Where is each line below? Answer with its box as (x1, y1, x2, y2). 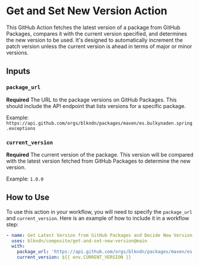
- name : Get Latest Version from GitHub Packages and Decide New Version (6, 232, 193, 238)
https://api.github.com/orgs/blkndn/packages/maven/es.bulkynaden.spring (6, 120, 193, 126)
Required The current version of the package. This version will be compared (6, 151, 194, 158)
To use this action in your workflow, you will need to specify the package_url (6, 208, 192, 215)
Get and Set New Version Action (6, 4, 168, 18)
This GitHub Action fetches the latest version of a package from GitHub (6, 24, 181, 31)
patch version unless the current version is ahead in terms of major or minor (6, 43, 192, 50)
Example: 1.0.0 (6, 175, 44, 182)
